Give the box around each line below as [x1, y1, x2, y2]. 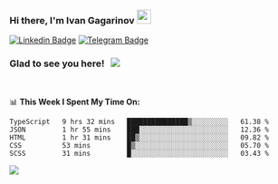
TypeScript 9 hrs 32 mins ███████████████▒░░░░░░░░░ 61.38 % [9, 117, 270, 126]
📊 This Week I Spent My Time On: [9, 96, 140, 107]
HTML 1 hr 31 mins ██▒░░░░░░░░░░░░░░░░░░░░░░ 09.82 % [9, 132, 270, 142]
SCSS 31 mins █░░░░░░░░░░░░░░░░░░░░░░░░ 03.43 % [9, 149, 270, 158]
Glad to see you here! [9, 57, 105, 70]
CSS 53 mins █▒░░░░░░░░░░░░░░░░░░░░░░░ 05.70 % [9, 140, 270, 150]
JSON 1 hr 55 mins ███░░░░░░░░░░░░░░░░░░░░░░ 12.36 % [9, 125, 270, 134]
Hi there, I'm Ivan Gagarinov [9, 14, 135, 26]
